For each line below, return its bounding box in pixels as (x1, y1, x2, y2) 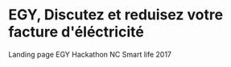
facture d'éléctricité (8, 23, 145, 41)
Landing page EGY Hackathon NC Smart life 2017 (8, 49, 171, 59)
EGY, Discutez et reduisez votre (8, 6, 224, 24)
